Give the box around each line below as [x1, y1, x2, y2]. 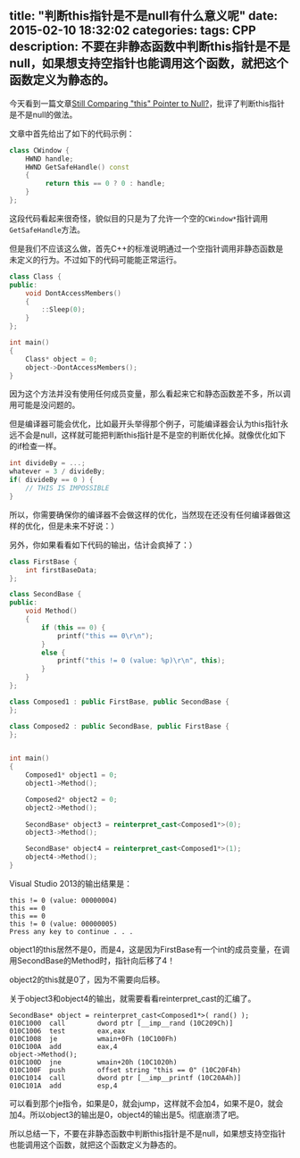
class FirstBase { [9, 557, 78, 566]
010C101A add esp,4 [9, 1081, 118, 1090]
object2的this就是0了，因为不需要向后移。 [9, 974, 165, 985]
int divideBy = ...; [9, 459, 87, 468]
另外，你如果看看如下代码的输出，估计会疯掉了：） [9, 539, 197, 550]
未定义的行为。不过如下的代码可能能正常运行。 [9, 254, 181, 265]
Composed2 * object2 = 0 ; [25, 795, 118, 804]
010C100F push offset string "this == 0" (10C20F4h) [9, 1065, 242, 1074]
